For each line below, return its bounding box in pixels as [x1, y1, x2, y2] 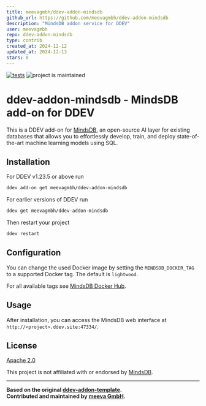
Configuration [6, 247, 61, 258]
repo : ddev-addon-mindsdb [6, 32, 72, 38]
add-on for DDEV [6, 105, 95, 119]
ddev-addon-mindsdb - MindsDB [6, 92, 179, 107]
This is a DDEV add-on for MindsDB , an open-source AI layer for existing [6, 126, 190, 133]
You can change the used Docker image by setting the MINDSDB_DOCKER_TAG [6, 264, 194, 271]
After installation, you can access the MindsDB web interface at [6, 316, 167, 323]
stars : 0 [6, 55, 29, 61]
